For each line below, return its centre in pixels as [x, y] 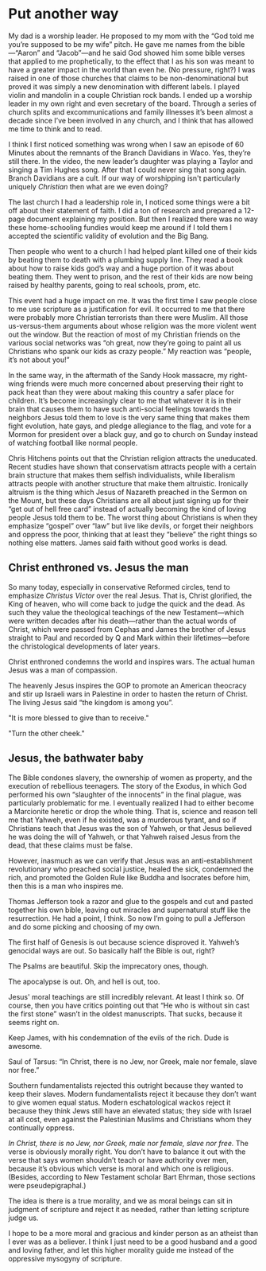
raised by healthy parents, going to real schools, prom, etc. [104, 285]
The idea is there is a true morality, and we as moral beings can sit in [120, 1201]
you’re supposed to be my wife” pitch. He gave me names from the [118, 44]
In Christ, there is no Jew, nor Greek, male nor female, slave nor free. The [128, 1143]
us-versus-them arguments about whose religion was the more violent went [132, 326]
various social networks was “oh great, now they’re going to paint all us [125, 342]
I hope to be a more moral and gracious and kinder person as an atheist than [133, 1233]
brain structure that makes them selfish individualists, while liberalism [122, 475]
